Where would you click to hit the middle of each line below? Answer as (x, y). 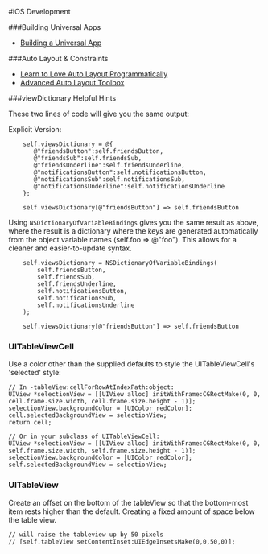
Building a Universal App (61, 43)
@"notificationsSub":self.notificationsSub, (109, 180)
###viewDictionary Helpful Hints (62, 98)
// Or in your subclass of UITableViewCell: (84, 437)
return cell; (30, 423)
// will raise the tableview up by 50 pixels (86, 535)
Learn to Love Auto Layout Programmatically (94, 74)
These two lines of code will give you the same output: (99, 114)
